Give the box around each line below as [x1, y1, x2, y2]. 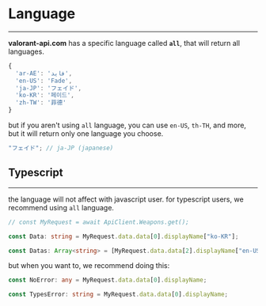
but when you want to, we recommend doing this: [8, 261, 170, 270]
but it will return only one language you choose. [8, 129, 164, 138]
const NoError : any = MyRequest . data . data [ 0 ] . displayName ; [8, 276, 207, 285]
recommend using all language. [8, 202, 115, 212]
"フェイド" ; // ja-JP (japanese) [8, 144, 114, 153]
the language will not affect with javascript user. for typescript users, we [8, 195, 244, 204]
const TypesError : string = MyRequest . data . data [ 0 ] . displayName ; [8, 290, 229, 299]
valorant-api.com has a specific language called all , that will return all [8, 38, 240, 47]
